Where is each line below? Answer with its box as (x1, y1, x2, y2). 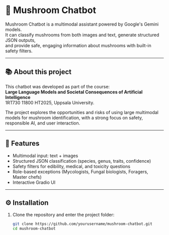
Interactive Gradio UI (12, 179, 56, 185)
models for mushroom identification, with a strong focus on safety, (5, 114, 143, 121)
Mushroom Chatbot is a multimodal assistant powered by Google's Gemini (5, 21, 159, 27)
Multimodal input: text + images (12, 153, 78, 159)
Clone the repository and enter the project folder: (12, 212, 115, 218)
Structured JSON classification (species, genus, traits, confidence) (12, 158, 151, 164)
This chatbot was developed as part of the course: (5, 83, 110, 89)
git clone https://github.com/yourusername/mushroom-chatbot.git (12, 221, 152, 226)
